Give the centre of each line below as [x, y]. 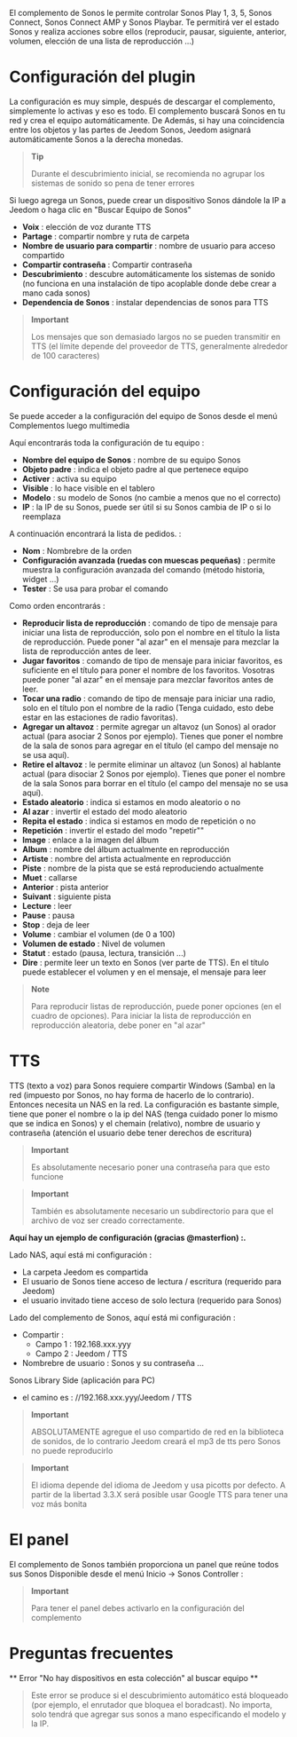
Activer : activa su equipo [69, 478]
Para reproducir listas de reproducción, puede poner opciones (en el [156, 1006]
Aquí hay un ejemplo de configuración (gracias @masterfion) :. [128, 1237]
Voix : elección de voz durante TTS [86, 226]
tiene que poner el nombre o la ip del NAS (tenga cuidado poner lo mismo [144, 1114]
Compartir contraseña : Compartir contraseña [107, 264]
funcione [47, 1176]
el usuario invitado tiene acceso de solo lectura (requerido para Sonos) [152, 1300]
